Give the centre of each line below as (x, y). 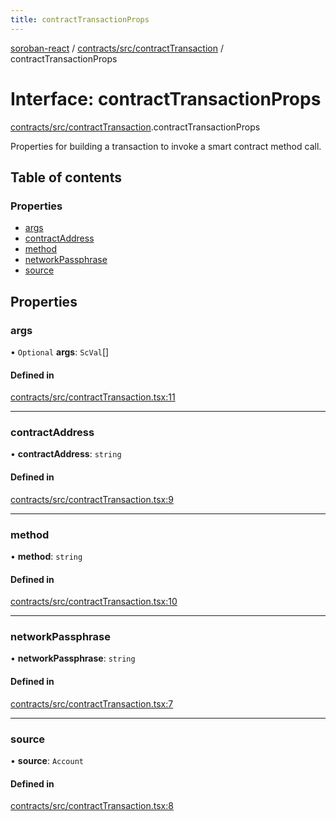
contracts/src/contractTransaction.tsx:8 (92, 806)
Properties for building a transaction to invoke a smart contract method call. (166, 146)
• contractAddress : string (66, 454)
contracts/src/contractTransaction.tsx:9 (92, 499)
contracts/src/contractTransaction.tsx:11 (93, 397)
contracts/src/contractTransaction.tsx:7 (92, 703)
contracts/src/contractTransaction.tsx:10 (94, 602)
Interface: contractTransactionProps (166, 98)
